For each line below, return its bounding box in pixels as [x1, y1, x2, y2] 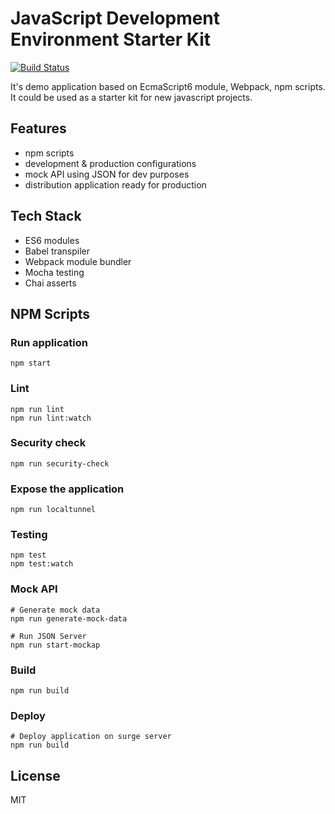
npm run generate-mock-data [10, 613, 128, 624]
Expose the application [10, 482, 125, 496]
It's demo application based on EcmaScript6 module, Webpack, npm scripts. [10, 80, 326, 92]
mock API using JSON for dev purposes [24, 168, 190, 180]
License [10, 767, 61, 784]
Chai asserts [24, 277, 77, 289]
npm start [10, 358, 52, 369]
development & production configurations [24, 157, 197, 169]
